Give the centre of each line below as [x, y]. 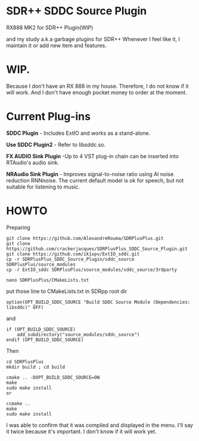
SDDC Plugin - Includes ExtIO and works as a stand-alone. [78, 133]
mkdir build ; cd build [36, 367]
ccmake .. [18, 403]
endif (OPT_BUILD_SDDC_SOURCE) [45, 340]
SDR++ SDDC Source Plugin [77, 11]
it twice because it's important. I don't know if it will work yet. [81, 431]
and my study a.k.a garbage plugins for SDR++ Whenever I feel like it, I [93, 39]
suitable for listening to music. [43, 187]
